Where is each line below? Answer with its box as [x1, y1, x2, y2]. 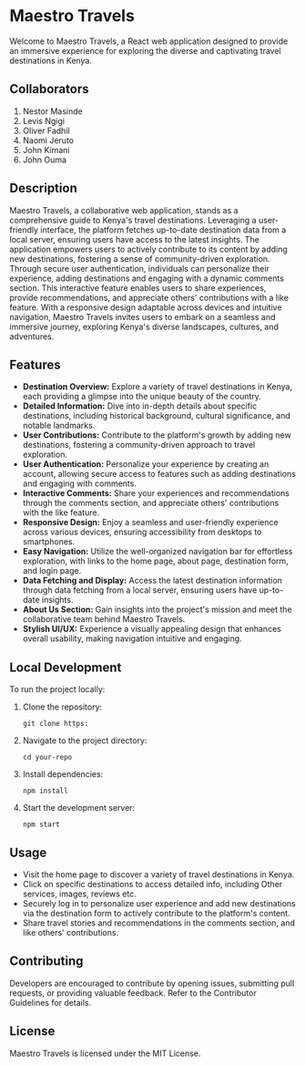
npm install [22, 786, 68, 796]
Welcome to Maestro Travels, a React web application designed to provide [9, 36, 289, 47]
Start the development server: [22, 802, 136, 813]
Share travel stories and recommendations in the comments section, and [22, 917, 296, 928]
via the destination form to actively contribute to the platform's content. [22, 908, 290, 918]
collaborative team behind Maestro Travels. [22, 614, 186, 625]
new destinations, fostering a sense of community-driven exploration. [9, 253, 270, 264]
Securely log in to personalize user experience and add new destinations [22, 898, 296, 908]
